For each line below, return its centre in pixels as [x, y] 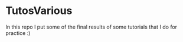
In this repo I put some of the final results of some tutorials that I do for [91, 27]
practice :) [18, 33]
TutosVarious [39, 11]
